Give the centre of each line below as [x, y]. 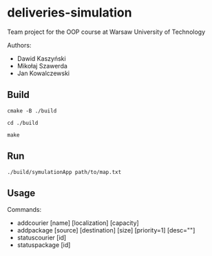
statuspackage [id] [44, 245]
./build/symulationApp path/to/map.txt [64, 172]
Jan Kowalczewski [43, 73]
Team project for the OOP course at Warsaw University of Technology [106, 32]
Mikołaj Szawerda [42, 66]
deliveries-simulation [70, 13]
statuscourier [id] [42, 238]
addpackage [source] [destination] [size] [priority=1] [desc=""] [106, 230]
